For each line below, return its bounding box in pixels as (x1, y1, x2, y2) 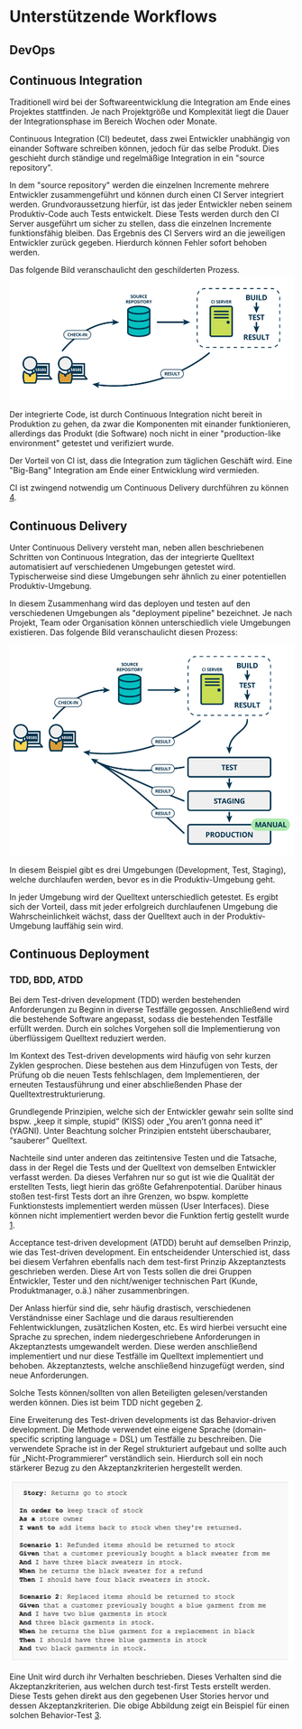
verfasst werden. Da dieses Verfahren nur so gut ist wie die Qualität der (9, 1172, 275, 1182)
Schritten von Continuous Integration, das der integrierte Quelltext (9, 551, 255, 562)
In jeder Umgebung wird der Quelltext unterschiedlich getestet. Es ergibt (9, 892, 279, 902)
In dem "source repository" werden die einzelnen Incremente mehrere (9, 180, 270, 191)
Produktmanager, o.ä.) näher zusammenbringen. (9, 1285, 189, 1295)
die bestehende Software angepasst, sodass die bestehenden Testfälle (9, 1014, 273, 1024)
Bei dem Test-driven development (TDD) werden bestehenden (9, 994, 242, 1005)
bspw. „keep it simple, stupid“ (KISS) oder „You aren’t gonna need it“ (9, 1116, 263, 1126)
